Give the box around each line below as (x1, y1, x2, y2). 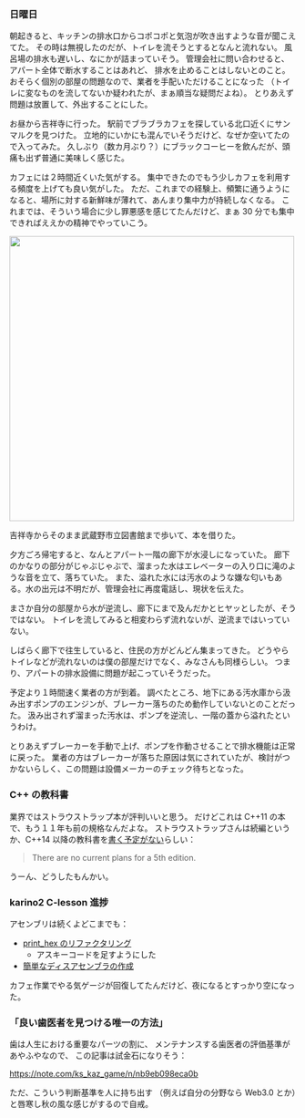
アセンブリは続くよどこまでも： (9, 918, 129, 929)
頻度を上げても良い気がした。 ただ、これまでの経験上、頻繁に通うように (16, 183, 290, 194)
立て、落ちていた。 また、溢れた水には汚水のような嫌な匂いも (40, 572, 275, 583)
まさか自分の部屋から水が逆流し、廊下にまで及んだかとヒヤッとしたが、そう (9, 603, 297, 614)
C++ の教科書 (9, 789, 69, 802)
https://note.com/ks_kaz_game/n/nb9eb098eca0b (9, 1069, 198, 1080)
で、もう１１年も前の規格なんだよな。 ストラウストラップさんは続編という (9, 823, 290, 833)
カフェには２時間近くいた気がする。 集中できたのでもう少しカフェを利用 (9, 171, 283, 183)
